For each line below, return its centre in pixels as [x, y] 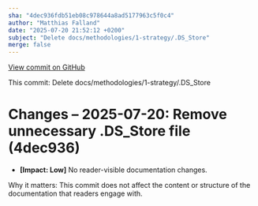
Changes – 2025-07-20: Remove [118, 114]
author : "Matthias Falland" [54, 23]
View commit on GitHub [47, 67]
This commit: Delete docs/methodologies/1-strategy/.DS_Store [110, 83]
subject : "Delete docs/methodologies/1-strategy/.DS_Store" [109, 37]
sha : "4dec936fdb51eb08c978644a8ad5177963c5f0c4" [92, 15]
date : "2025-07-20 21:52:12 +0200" [67, 30]
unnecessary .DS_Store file [99, 131]
